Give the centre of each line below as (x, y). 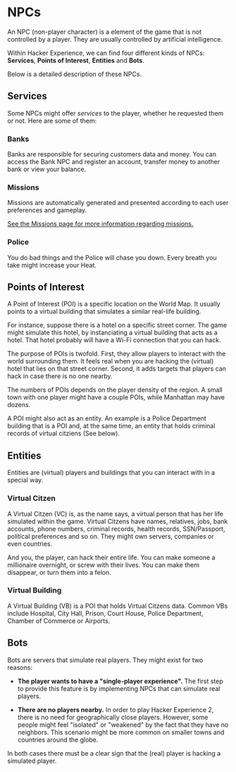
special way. (25, 480)
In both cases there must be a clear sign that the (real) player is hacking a (114, 753)
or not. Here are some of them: (52, 120)
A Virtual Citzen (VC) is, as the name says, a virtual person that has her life (116, 513)
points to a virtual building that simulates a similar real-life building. (104, 311)
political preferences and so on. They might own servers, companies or (111, 536)
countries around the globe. (58, 740)
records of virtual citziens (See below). (63, 433)
